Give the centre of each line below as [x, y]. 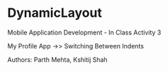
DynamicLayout [55, 13]
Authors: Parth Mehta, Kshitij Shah [57, 59]
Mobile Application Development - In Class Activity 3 [84, 32]
